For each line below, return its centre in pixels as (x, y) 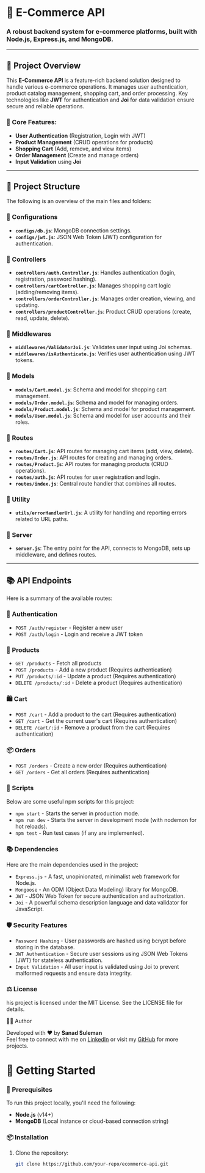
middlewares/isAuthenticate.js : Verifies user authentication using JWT (105, 353)
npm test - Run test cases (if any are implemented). (80, 833)
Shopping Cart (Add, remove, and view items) (73, 149)
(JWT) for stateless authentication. (59, 960)
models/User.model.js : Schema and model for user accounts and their (103, 415)
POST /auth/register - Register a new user (69, 627)
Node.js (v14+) (34, 1115)
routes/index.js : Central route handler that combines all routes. (95, 483)
